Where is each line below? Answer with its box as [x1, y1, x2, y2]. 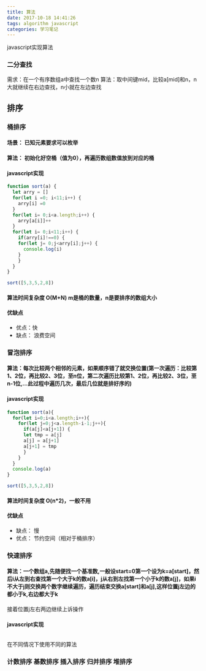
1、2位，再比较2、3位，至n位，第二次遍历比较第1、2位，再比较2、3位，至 [7, 372, 197, 380]
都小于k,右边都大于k [7, 591, 58, 598]
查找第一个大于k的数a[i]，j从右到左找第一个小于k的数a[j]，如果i [35, 575, 196, 583]
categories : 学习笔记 [7, 26, 59, 32]
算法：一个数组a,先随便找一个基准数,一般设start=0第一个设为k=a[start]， [7, 567, 194, 575]
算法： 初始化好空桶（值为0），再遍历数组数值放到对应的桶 [7, 154, 154, 162]
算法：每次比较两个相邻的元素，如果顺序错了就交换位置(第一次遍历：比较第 [7, 365, 197, 372]
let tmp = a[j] [23, 432, 63, 438]
